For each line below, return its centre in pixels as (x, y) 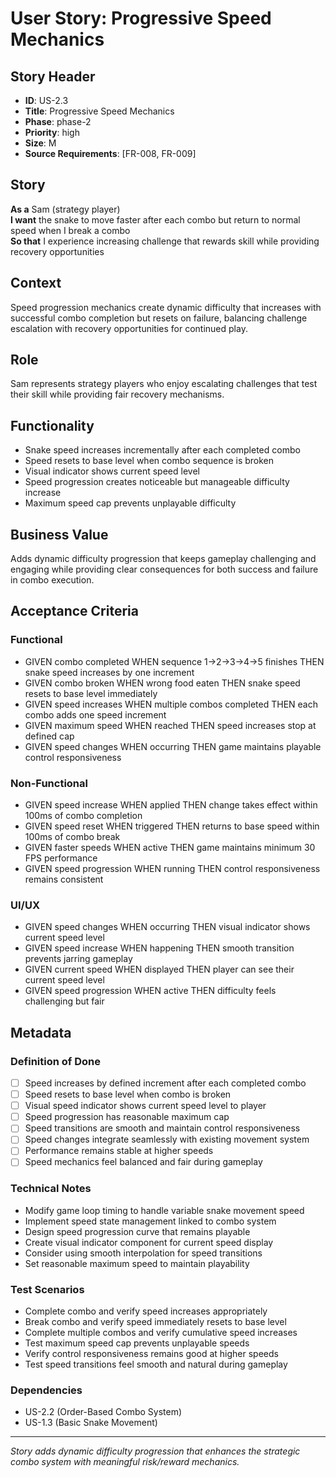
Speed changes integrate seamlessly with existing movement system (167, 1139)
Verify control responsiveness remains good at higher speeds (151, 1354)
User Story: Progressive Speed (141, 18)
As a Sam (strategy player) (65, 209)
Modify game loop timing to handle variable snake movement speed (164, 1210)
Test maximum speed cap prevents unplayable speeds (137, 1343)
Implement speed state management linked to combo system (150, 1221)
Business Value (59, 534)
